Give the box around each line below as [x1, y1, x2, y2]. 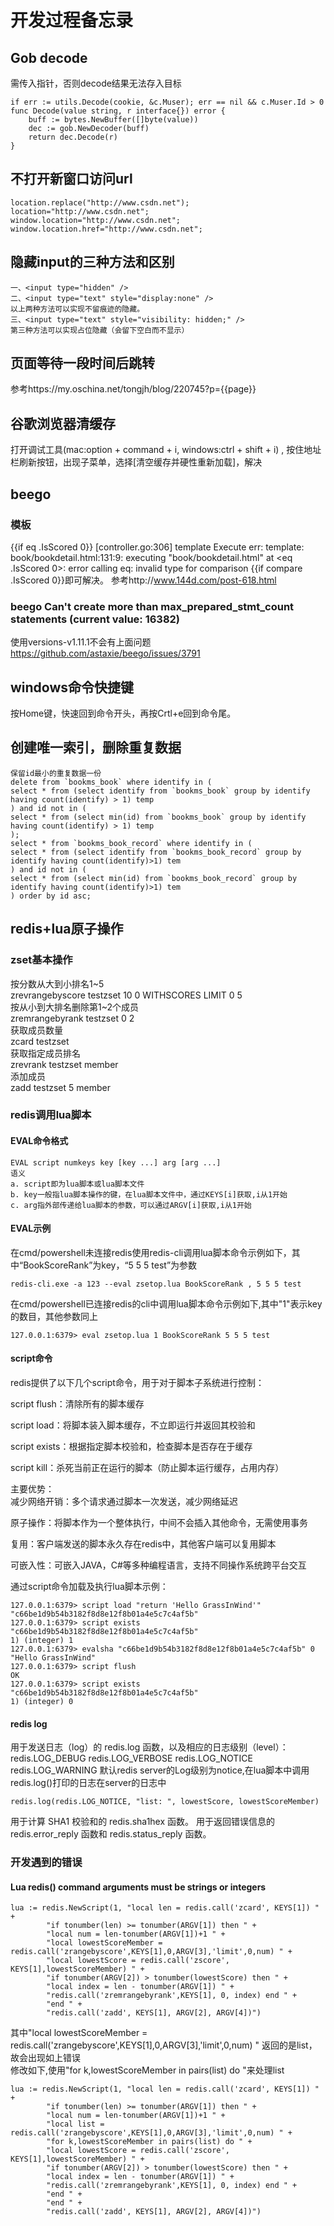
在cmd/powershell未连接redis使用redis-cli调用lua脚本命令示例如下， [10, 1246, 292, 1258]
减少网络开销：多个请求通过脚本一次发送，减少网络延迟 [10, 1496, 238, 1508]
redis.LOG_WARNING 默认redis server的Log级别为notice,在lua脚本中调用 [10, 1764, 310, 1776]
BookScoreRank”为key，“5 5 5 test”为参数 [23, 1259, 198, 1271]
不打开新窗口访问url [10, 171, 133, 188]
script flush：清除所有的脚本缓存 [10, 1398, 145, 1410]
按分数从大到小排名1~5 [10, 977, 105, 990]
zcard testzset [10, 1035, 70, 1047]
